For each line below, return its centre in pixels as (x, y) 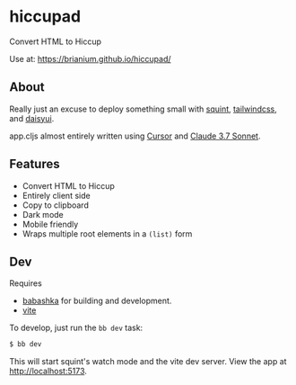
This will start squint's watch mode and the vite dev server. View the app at (148, 362)
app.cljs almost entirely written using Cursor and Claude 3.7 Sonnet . (135, 136)
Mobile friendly (50, 224)
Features (35, 164)
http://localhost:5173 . (48, 372)
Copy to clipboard (56, 205)
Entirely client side (57, 195)
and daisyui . (32, 118)
